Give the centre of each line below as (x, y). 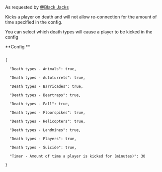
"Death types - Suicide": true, (43, 148)
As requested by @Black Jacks (37, 7)
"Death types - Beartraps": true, (45, 95)
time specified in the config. (34, 22)
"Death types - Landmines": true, (45, 130)
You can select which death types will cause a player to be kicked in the (79, 32)
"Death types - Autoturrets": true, (47, 78)
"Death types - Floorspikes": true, (47, 113)
